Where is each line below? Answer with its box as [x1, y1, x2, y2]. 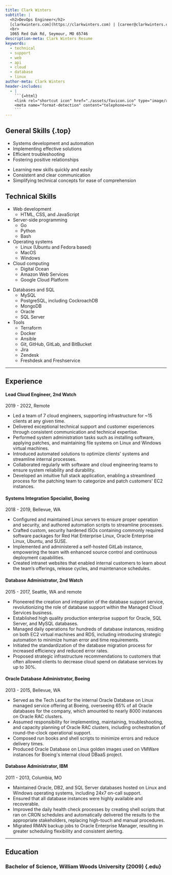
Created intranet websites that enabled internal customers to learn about [12, 560, 166, 566]
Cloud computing [12, 260, 50, 267]
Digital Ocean [20, 266, 50, 272]
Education [5, 848, 39, 857]
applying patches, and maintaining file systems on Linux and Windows [12, 440, 161, 446]
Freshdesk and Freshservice [20, 357, 80, 363]
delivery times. [12, 740, 45, 746]
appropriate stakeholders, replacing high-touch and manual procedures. [12, 817, 165, 823]
